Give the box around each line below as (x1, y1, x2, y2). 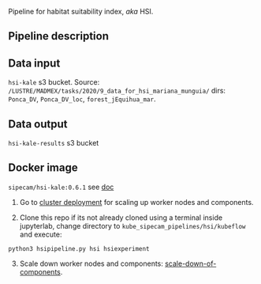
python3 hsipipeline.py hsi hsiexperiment (8, 244, 150, 252)
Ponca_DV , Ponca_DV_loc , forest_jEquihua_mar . (8, 94, 156, 104)
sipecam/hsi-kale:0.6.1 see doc (8, 182, 114, 191)
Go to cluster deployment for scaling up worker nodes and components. (19, 197, 254, 206)
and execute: (19, 229, 62, 239)
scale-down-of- (164, 259, 217, 268)
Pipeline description (8, 29, 109, 43)
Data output (8, 117, 68, 131)
